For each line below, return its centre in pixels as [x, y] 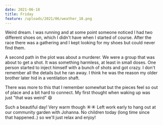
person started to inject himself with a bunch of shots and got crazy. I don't [80, 68]
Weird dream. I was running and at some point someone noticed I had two [79, 33]
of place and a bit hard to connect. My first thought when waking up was [78, 92]
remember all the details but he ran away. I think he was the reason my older [81, 73]
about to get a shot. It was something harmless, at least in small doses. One [81, 62]
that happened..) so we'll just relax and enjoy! [50, 118]
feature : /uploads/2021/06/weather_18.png [49, 18]
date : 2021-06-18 [23, 9]
